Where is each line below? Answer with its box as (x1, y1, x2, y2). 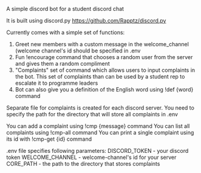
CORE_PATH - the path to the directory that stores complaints (6, 160, 160, 167)
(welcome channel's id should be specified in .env (15, 47, 141, 54)
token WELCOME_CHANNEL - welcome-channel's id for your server (6, 154, 177, 161)
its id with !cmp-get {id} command (6, 135, 92, 143)
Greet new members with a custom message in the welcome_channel (15, 41, 189, 48)
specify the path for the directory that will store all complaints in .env (6, 111, 178, 118)
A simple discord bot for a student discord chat (6, 5, 124, 12)
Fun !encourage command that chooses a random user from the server (15, 54, 193, 60)
